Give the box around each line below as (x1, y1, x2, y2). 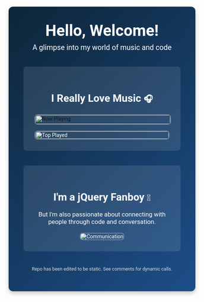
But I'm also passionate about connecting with (38, 210, 166, 219)
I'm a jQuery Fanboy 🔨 (53, 191, 151, 204)
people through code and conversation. (47, 218, 157, 226)
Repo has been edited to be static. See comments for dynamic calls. (31, 266, 173, 272)
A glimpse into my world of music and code (32, 43, 172, 52)
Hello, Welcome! (45, 21, 159, 40)
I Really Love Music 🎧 (50, 92, 154, 105)
